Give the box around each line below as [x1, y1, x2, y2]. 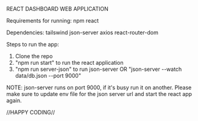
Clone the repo [15, 53, 53, 60]
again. [6, 97, 23, 104]
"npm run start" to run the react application [15, 59, 124, 66]
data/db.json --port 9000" [15, 72, 81, 79]
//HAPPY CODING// [6, 109, 55, 116]
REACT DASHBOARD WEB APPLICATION [6, 5, 108, 12]
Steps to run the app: [6, 41, 60, 48]
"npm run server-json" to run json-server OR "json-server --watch [15, 65, 182, 73]
